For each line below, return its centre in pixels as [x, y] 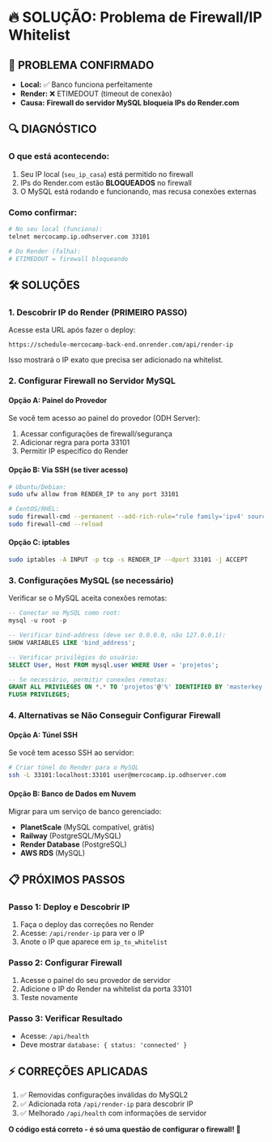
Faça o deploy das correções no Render [87, 924]
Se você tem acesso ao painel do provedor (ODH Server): [104, 419]
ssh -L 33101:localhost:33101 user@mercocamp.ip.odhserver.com [117, 775]
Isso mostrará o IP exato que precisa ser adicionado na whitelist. [116, 360]
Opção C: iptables [39, 543]
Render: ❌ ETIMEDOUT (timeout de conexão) [96, 94]
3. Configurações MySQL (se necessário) [91, 580]
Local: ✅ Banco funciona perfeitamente [86, 84]
